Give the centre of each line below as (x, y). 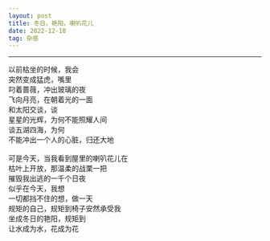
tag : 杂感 (23, 38)
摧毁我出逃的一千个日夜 (47, 178)
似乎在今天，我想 (37, 189)
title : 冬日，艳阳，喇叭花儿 (51, 23)
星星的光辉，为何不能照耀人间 (57, 120)
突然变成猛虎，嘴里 (40, 80)
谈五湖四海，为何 (37, 130)
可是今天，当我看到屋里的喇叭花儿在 (68, 158)
